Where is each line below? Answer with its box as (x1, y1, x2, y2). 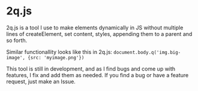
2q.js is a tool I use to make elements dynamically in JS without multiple (6, 24, 184, 31)
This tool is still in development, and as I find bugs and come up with (6, 65, 176, 72)
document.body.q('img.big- (113, 49, 181, 55)
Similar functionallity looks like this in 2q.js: (6, 48, 113, 55)
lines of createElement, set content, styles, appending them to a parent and (6, 30, 193, 37)
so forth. (6, 37, 28, 44)
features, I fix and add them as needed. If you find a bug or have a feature (6, 71, 189, 78)
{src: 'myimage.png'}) (28, 54, 85, 60)
